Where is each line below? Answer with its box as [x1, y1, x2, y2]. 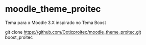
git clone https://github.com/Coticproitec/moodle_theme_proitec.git [5, 29, 141, 35]
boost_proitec [5, 34, 33, 40]
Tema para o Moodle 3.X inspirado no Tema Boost [5, 20, 106, 25]
